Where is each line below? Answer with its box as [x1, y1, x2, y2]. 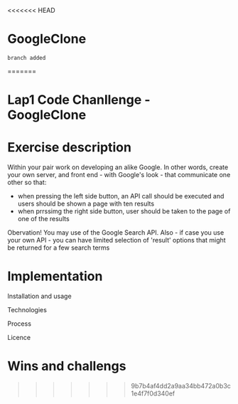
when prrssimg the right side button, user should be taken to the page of [17, 207, 231, 216]
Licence [7, 334, 31, 341]
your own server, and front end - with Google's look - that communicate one [7, 171, 231, 179]
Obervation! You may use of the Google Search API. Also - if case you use [7, 228, 225, 237]
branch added [7, 54, 46, 61]
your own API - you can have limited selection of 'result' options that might [7, 236, 226, 245]
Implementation [7, 268, 103, 285]
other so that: [7, 178, 47, 187]
